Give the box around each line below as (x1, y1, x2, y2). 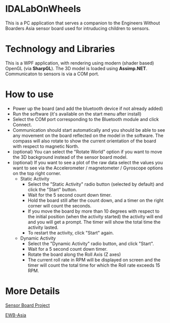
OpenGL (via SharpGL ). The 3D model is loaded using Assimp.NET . (5, 65, 148, 71)
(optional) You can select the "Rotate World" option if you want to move (12, 149, 162, 155)
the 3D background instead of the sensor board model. (12, 154, 128, 160)
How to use (5, 89, 54, 100)
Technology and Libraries (5, 43, 115, 55)
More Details (5, 285, 60, 297)
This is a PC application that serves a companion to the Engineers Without (5, 20, 160, 26)
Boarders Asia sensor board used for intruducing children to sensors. (5, 25, 150, 31)
